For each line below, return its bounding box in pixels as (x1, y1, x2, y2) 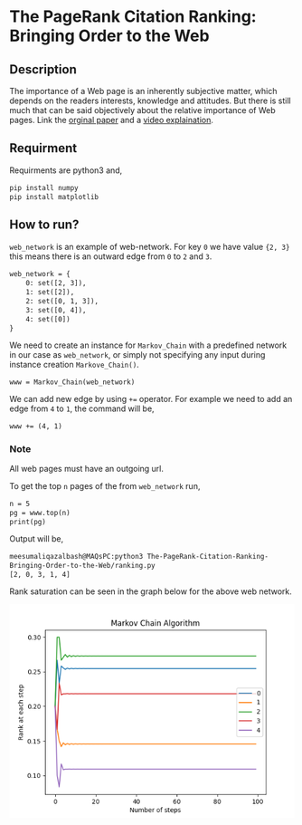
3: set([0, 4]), (25, 305, 88, 314)
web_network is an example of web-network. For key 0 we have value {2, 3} (9, 241, 290, 252)
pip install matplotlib (9, 192, 99, 201)
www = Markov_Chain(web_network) (9, 378, 136, 387)
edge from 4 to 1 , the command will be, (9, 403, 156, 414)
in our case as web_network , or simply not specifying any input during (9, 349, 266, 360)
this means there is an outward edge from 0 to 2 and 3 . (9, 251, 212, 262)
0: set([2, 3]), (25, 278, 88, 287)
